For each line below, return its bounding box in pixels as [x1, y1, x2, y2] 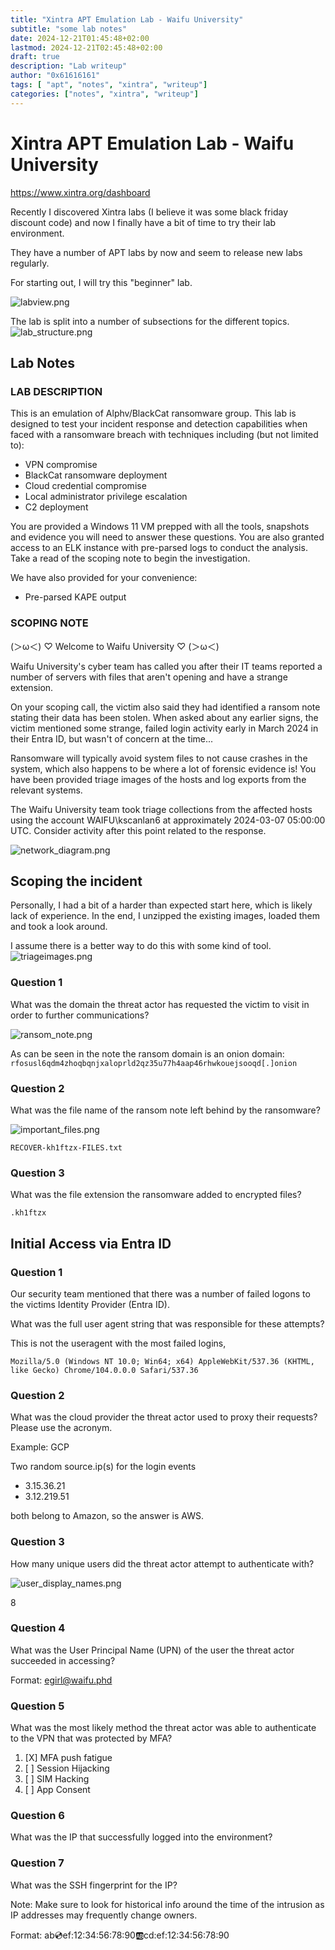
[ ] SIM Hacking [24, 1773, 90, 1785]
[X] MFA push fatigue [24, 1752, 113, 1764]
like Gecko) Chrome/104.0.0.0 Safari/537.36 [10, 1365, 199, 1375]
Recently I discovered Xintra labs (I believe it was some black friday [10, 206, 289, 218]
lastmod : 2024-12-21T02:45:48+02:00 [10, 42, 163, 53]
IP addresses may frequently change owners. [10, 1909, 198, 1921]
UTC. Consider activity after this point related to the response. [10, 824, 267, 836]
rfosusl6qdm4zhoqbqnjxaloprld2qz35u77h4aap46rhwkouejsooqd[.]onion [10, 1058, 298, 1068]
